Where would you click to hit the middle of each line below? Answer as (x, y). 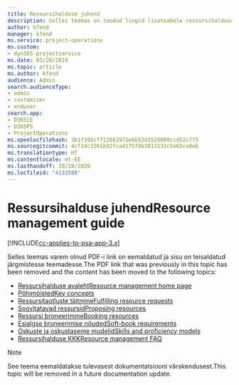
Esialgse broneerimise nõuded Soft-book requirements (97, 323)
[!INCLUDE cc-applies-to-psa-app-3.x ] (64, 243)
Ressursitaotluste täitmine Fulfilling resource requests (95, 300)
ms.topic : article (34, 67)
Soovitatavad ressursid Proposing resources (82, 308)
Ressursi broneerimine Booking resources (78, 316)
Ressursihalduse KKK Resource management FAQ (90, 338)
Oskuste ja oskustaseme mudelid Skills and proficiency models (109, 331)
